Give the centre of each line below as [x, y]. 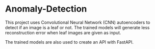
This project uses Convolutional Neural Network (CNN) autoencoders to [78, 22]
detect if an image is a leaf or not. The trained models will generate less [77, 27]
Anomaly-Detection [46, 9]
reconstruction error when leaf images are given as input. [63, 33]
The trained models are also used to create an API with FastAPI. [69, 42]
